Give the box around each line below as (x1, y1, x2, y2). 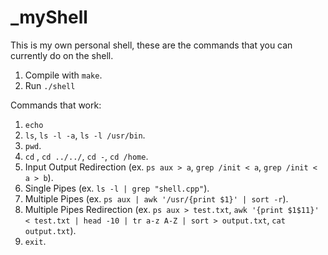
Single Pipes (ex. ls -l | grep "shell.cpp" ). (24, 182, 210, 194)
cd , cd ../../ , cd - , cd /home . (24, 150, 149, 162)
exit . (24, 235, 47, 247)
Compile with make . (24, 69, 103, 81)
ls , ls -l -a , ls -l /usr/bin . (24, 129, 146, 141)
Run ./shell (24, 79, 76, 91)
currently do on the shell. (10, 49, 114, 61)
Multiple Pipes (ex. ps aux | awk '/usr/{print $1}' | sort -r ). (24, 192, 289, 205)
